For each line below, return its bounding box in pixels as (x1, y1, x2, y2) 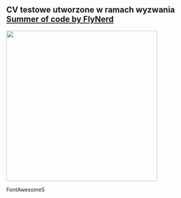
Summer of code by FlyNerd (6, 14, 114, 25)
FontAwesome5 (6, 186, 45, 193)
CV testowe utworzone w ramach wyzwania (6, 5, 175, 15)
